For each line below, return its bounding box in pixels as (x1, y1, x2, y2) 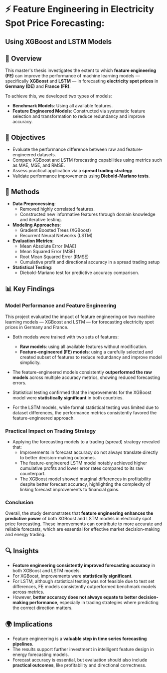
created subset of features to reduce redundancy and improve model (19, 354, 162, 360)
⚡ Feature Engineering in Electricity (5, 3, 155, 15)
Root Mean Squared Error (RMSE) (19, 254, 89, 260)
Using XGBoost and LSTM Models (5, 37, 112, 46)
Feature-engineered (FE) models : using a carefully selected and (19, 348, 153, 354)
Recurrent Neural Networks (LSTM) (19, 233, 93, 239)
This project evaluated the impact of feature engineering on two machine (5, 314, 156, 320)
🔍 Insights (5, 547, 39, 555)
